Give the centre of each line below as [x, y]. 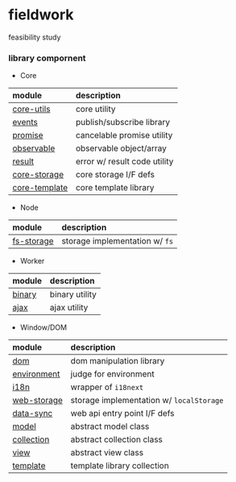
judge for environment [112, 374]
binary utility [73, 294]
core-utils [31, 109]
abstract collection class [117, 439]
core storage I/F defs [115, 175]
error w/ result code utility [124, 161]
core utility [95, 109]
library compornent [47, 58]
